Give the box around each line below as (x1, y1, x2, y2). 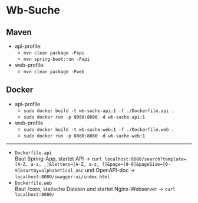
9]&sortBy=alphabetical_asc (14, 168, 84, 173)
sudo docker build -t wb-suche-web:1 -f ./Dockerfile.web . (23, 126, 174, 133)
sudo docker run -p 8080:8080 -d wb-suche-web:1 (23, 133, 146, 139)
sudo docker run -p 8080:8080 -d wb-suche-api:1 (23, 114, 146, 120)
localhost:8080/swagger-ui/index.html (14, 173, 110, 180)
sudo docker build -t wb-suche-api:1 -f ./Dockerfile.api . (23, 107, 174, 114)
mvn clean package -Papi (23, 50, 85, 56)
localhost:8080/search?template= (104, 156, 187, 162)
